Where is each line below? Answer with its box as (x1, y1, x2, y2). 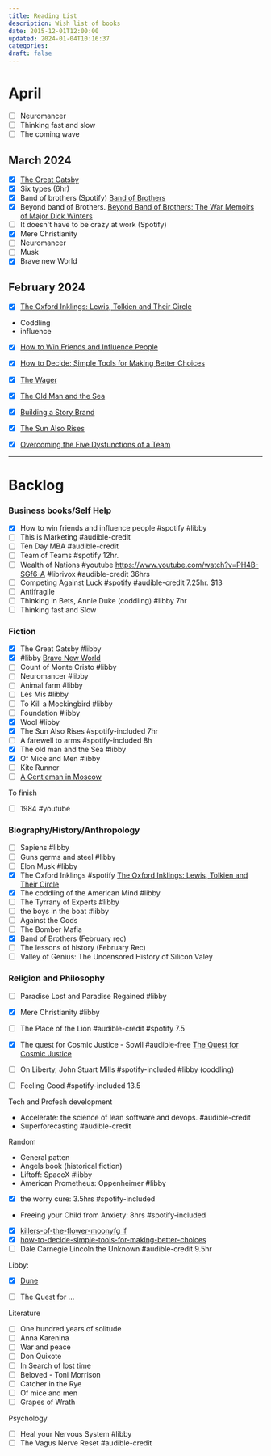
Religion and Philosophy (8, 972, 105, 984)
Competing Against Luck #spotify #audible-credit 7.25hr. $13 (19, 578, 223, 587)
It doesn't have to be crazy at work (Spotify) (19, 220, 167, 230)
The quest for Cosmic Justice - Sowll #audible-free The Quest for (19, 1039, 240, 1049)
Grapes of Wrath (19, 1397, 76, 1407)
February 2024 (8, 280, 86, 294)
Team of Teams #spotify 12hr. (19, 551, 119, 561)
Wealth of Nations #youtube (19, 560, 115, 569)
